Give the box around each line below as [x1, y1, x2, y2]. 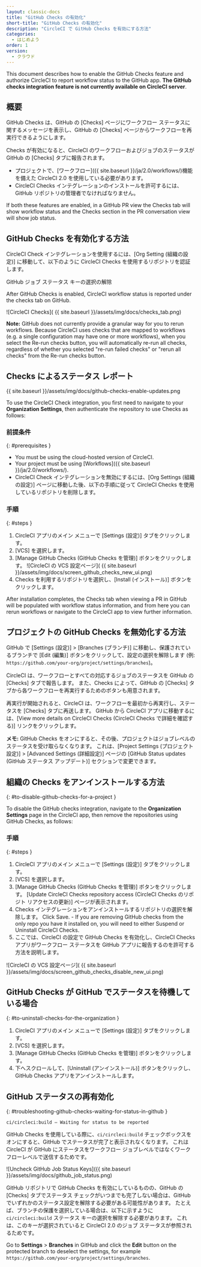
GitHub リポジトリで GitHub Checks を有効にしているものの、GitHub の [6, 1184, 184, 1192]
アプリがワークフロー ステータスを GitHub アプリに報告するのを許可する [14, 941, 195, 948]
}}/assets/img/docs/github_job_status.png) [6, 1172, 113, 1179]
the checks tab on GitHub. [6, 297, 71, 304]
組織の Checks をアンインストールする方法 [6, 777, 165, 787]
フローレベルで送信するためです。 [6, 1153, 90, 1160]
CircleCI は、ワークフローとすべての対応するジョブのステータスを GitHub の [6, 672, 194, 679]
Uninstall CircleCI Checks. [14, 926, 80, 934]
